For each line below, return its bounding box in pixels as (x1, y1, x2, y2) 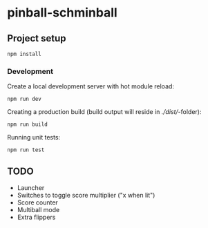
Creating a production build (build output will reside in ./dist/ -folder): (7, 108, 202, 116)
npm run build (7, 121, 48, 129)
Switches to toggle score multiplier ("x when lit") (17, 191, 155, 200)
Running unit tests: (7, 133, 61, 142)
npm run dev (7, 95, 41, 103)
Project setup (7, 32, 67, 44)
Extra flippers (17, 213, 56, 222)
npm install (7, 50, 41, 57)
